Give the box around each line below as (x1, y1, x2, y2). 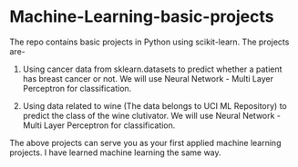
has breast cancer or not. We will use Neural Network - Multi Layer (22, 73, 273, 83)
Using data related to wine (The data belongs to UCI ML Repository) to (22, 100, 287, 111)
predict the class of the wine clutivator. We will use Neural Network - (22, 110, 281, 121)
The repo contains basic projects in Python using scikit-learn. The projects (9, 36, 290, 47)
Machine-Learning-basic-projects (9, 6, 274, 27)
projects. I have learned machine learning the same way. (9, 147, 221, 158)
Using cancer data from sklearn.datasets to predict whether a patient (22, 64, 283, 74)
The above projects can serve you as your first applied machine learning (9, 137, 282, 148)
